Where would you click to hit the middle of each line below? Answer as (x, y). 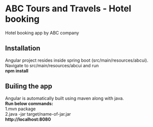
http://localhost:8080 (28, 119)
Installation (23, 48)
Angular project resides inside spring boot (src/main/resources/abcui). (77, 60)
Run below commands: (29, 103)
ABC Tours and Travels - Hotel (68, 9)
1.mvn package (20, 109)
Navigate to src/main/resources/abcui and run (52, 65)
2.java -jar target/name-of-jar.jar (38, 114)
